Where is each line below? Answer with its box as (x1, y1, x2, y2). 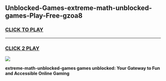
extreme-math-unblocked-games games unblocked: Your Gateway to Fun (5, 65, 161, 71)
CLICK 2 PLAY (5, 45, 40, 52)
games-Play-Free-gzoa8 (5, 12, 83, 20)
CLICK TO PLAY (5, 27, 43, 33)
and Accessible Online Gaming (5, 70, 70, 76)
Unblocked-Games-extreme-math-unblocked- (5, 4, 152, 12)
